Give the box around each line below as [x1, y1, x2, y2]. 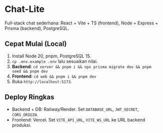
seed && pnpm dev [11, 69, 48, 74]
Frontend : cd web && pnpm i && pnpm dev [11, 73, 97, 79]
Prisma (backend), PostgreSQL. [4, 25, 69, 31]
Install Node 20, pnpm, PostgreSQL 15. [11, 53, 91, 59]
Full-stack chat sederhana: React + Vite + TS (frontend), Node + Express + [4, 20, 159, 26]
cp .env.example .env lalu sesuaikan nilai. [11, 58, 98, 64]
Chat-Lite [4, 3, 45, 15]
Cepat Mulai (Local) [4, 40, 67, 48]
